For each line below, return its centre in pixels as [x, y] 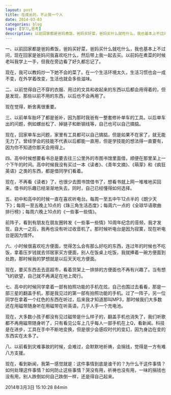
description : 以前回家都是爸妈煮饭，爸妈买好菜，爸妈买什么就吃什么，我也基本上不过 [84, 34]
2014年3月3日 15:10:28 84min [36, 387]
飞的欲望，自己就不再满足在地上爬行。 [45, 276]
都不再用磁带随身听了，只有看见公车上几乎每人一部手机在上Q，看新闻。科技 [85, 323]
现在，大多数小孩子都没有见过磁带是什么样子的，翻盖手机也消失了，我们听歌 [85, 317]
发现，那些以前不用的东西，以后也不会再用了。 [59, 96]
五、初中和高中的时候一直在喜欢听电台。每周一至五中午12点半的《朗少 [79, 199]
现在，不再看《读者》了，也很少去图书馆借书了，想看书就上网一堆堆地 [79, 182]
